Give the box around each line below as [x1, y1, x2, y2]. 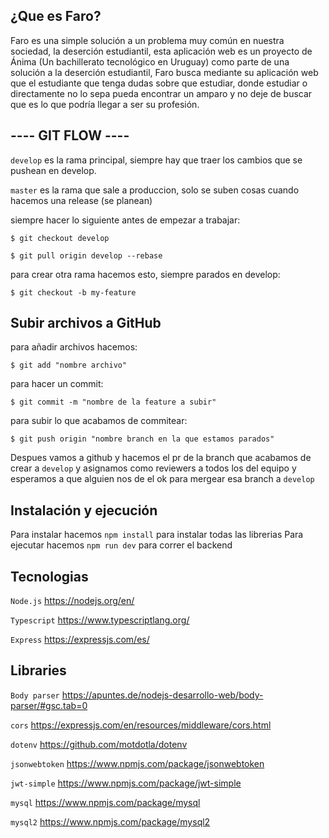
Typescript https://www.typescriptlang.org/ [10, 614, 190, 626]
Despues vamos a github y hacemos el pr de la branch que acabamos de [10, 452, 312, 464]
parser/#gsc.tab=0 [10, 699, 88, 711]
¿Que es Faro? [10, 8, 102, 25]
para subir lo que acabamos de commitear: [10, 415, 188, 427]
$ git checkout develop [10, 233, 110, 243]
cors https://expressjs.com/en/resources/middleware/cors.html [10, 719, 272, 731]
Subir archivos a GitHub [10, 315, 162, 332]
